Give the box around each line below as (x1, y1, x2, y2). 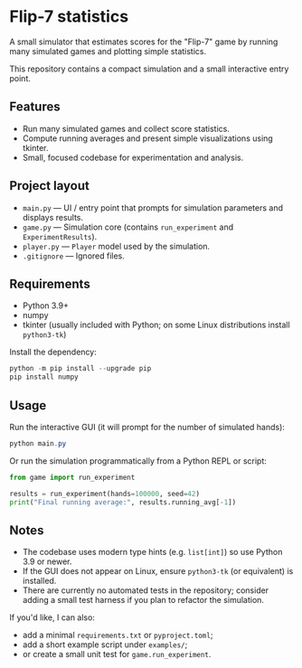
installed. (22, 576, 57, 587)
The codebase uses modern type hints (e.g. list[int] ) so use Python (22, 547, 283, 558)
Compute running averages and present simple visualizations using (22, 133, 273, 144)
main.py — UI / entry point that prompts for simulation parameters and (22, 202, 283, 213)
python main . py (9, 438, 67, 448)
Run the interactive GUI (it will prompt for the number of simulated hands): (9, 421, 285, 432)
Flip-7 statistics (9, 6, 129, 27)
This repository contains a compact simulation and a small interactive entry (9, 63, 289, 74)
